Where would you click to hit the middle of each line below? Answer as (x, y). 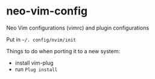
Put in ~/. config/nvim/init (41, 39)
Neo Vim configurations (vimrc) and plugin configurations (78, 28)
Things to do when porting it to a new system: (63, 51)
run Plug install (36, 69)
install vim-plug (34, 63)
